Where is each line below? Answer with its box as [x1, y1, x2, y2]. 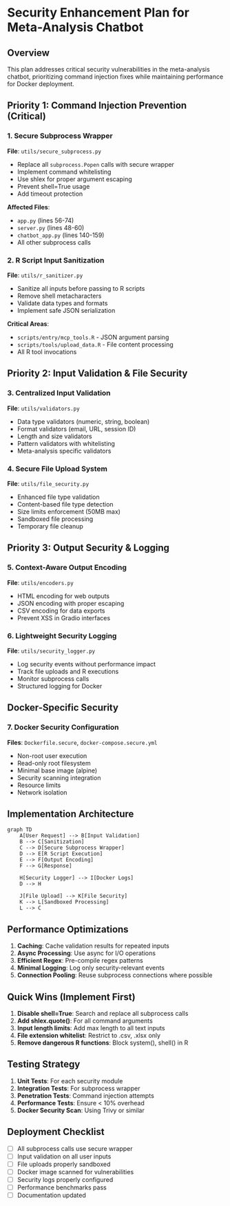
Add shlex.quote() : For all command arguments [17, 1016, 153, 1025]
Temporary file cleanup [17, 522, 84, 530]
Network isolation [17, 788, 67, 797]
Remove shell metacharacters [17, 292, 102, 300]
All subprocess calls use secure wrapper [17, 1144, 133, 1152]
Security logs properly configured [17, 1175, 114, 1183]
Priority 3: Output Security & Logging [7, 542, 170, 554]
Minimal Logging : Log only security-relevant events [17, 963, 165, 972]
